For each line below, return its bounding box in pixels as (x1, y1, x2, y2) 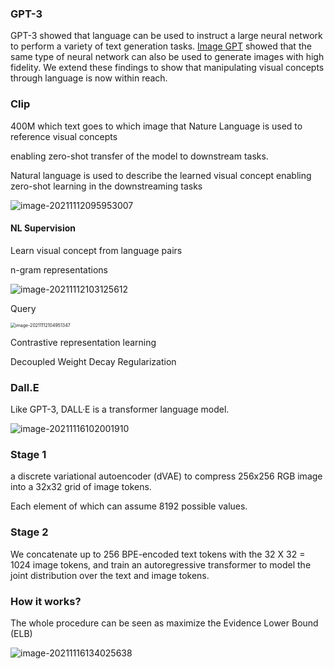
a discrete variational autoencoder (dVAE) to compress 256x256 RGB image (10, 470, 323, 482)
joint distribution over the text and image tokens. (10, 569, 210, 581)
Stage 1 (10, 448, 47, 462)
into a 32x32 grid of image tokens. (10, 481, 152, 493)
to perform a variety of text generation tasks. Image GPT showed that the (10, 40, 312, 52)
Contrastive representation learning (10, 336, 157, 348)
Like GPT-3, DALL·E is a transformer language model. (10, 403, 230, 416)
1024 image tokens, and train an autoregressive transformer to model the (10, 558, 312, 571)
